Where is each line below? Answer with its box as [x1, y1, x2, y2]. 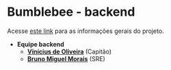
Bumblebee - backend [7, 4, 135, 20]
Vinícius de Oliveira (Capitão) [27, 47, 111, 56]
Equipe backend [16, 40, 65, 48]
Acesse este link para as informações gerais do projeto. [7, 27, 164, 35]
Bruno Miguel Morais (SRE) [27, 54, 106, 62]
